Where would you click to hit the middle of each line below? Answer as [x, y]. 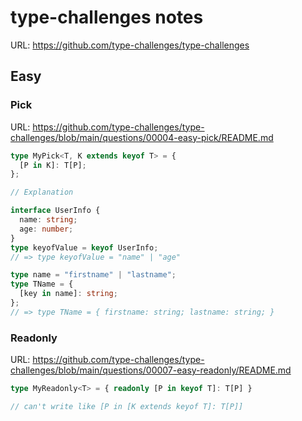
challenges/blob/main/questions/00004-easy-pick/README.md [142, 137]
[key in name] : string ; [68, 294]
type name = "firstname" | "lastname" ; [93, 275]
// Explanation [42, 192]
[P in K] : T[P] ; [53, 165]
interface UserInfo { [55, 211]
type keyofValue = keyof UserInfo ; [84, 247]
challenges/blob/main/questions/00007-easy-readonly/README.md [151, 370]
